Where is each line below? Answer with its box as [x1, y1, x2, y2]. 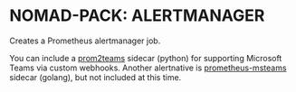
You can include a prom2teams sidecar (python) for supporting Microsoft [9, 52, 282, 63]
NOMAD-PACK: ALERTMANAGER [9, 5, 265, 26]
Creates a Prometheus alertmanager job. [9, 35, 161, 46]
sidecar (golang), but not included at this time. [9, 71, 182, 82]
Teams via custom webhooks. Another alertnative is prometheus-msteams [9, 62, 287, 73]
